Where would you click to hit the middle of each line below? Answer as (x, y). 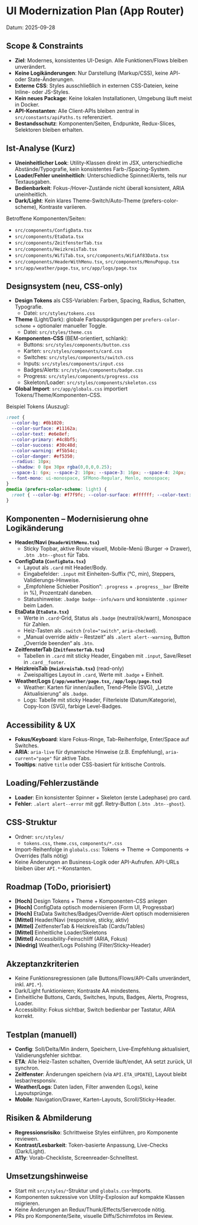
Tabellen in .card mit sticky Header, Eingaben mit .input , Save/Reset (107, 656)
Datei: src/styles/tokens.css (59, 313)
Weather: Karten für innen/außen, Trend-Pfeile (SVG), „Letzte (98, 687)
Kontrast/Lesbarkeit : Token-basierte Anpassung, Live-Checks (91, 1145)
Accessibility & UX (41, 725)
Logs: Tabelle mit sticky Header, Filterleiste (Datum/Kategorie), (100, 700)
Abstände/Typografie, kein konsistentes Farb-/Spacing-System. (92, 169)
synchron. (27, 1068)
